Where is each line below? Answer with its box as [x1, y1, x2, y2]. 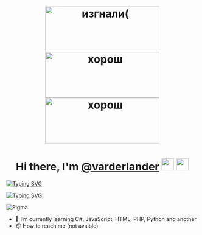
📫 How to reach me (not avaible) [15, 222, 99, 230]
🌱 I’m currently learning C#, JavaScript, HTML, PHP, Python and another [15, 216, 197, 223]
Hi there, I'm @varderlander [15, 160, 159, 174]
